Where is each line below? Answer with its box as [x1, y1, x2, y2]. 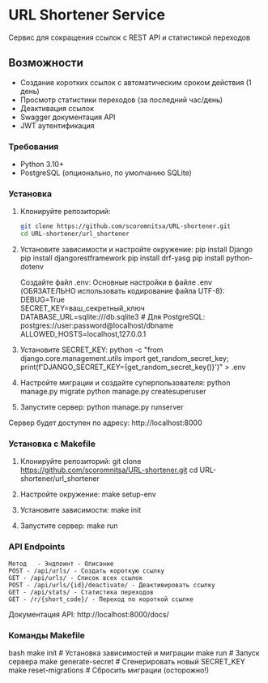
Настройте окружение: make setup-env [19, 489, 156, 500]
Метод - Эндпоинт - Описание [8, 560, 114, 568]
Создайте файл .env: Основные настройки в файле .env [19, 277, 213, 287]
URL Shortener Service [8, 6, 166, 24]
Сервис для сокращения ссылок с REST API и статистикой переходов [8, 32, 251, 42]
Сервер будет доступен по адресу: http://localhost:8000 [8, 418, 202, 427]
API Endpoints [8, 541, 66, 552]
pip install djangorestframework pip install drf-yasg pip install [19, 253, 225, 263]
